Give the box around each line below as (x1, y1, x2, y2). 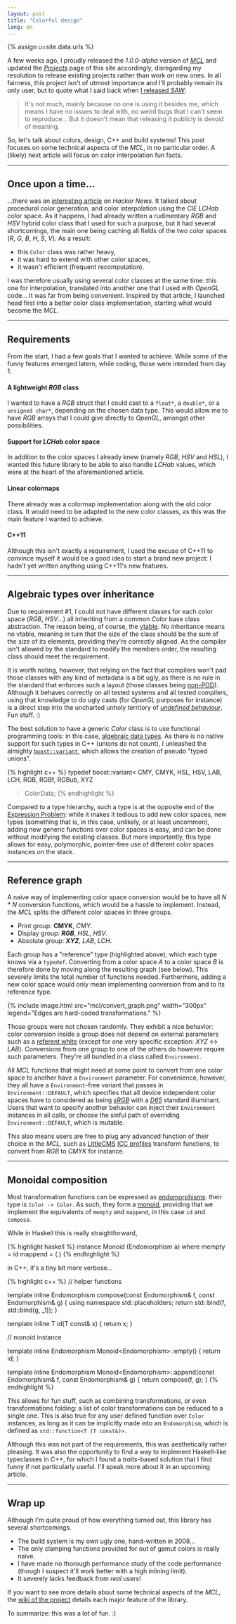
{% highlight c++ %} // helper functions (7, 1278, 122, 1286)
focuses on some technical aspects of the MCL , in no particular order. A (7, 144, 216, 152)
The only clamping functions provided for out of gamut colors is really (17, 1544, 220, 1553)
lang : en (7, 23, 33, 30)
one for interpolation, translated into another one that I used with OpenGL (7, 284, 220, 292)
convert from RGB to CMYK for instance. (7, 1147, 125, 1156)
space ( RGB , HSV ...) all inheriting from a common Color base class (7, 614, 200, 623)
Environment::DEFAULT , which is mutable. (7, 1118, 125, 1127)
